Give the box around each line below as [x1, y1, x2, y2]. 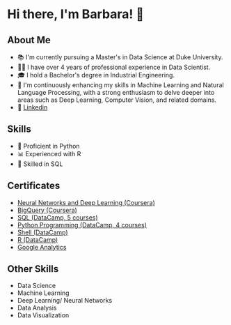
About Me [7, 34, 51, 46]
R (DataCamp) [17, 235, 58, 243]
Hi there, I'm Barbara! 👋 [7, 6, 145, 22]
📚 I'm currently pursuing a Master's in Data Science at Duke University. [17, 53, 223, 61]
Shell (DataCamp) [17, 228, 68, 236]
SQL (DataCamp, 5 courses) [17, 213, 99, 222]
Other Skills [7, 263, 59, 275]
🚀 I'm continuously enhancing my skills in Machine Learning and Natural [17, 81, 224, 89]
